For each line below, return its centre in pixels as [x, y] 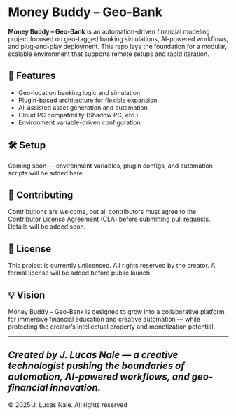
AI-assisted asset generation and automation [83, 107]
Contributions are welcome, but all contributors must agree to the [102, 212]
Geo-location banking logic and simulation [79, 92]
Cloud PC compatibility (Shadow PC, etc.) [78, 115]
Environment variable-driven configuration [79, 122]
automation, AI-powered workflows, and [99, 377]
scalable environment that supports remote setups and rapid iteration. [109, 54]
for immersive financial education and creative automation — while [104, 319]
